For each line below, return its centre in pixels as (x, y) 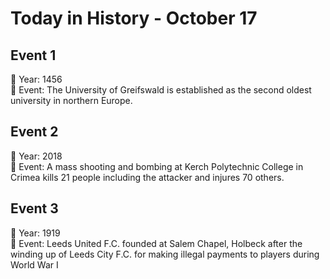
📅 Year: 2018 (36, 156)
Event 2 (34, 132)
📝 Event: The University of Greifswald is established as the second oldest (161, 90)
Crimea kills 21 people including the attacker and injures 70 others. (147, 177)
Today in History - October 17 (134, 18)
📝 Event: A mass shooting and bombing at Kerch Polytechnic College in (157, 166)
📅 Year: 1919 (35, 233)
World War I (34, 264)
